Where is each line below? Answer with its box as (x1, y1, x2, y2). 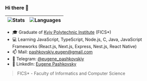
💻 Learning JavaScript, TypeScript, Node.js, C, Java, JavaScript (12, 36, 143, 43)
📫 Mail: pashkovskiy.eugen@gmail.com (12, 49, 93, 55)
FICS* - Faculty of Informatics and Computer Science (17, 70, 126, 77)
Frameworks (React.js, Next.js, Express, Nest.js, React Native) (12, 44, 137, 49)
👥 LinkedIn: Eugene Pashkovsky (12, 61, 77, 67)
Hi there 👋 (5, 4, 29, 11)
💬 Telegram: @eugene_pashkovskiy (12, 56, 84, 62)
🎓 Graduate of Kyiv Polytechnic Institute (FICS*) (12, 29, 111, 35)
